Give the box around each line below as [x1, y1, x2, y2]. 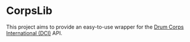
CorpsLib [6, 4, 52, 17]
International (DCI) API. [6, 29, 62, 36]
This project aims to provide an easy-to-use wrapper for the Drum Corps [6, 23, 184, 30]
